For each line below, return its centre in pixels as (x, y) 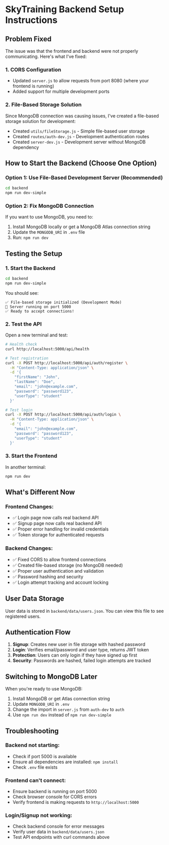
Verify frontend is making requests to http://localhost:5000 (76, 802)
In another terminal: (26, 467)
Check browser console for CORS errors (55, 797)
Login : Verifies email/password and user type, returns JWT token (81, 650)
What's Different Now (40, 492)
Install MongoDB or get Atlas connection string (61, 699)
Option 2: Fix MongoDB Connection (50, 206)
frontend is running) (33, 86)
